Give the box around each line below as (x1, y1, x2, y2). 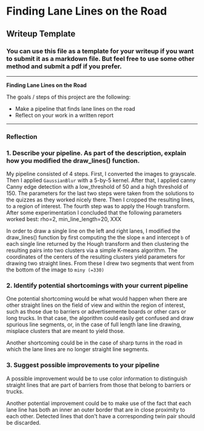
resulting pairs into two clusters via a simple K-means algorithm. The (6, 247, 178, 254)
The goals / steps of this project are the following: (6, 93, 131, 100)
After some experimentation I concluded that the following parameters (6, 209, 182, 217)
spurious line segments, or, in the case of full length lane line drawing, (6, 321, 182, 328)
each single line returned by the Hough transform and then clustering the (6, 240, 189, 248)
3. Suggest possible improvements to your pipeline (6, 361, 160, 370)
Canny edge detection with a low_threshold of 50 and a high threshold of (6, 183, 189, 191)
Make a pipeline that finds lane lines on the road (15, 105, 135, 112)
